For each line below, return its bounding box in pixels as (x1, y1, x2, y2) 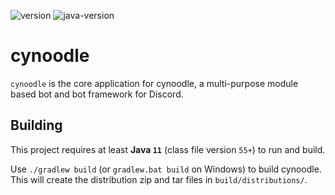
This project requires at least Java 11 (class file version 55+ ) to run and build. (10, 143, 326, 155)
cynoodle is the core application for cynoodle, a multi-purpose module (10, 77, 299, 89)
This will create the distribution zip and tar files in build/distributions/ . (10, 173, 308, 185)
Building (10, 117, 63, 134)
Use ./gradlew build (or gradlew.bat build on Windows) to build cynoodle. (10, 163, 322, 175)
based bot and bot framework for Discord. (10, 88, 184, 100)
